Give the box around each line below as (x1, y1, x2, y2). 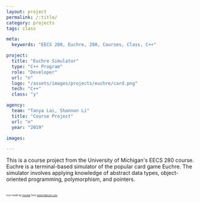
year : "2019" (11, 124, 44, 130)
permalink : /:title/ (6, 14, 58, 20)
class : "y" (11, 91, 39, 97)
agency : (6, 102, 26, 108)
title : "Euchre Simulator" (11, 58, 79, 64)
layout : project (6, 8, 47, 15)
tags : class (6, 25, 36, 32)
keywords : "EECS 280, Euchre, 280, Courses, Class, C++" (11, 42, 157, 48)
